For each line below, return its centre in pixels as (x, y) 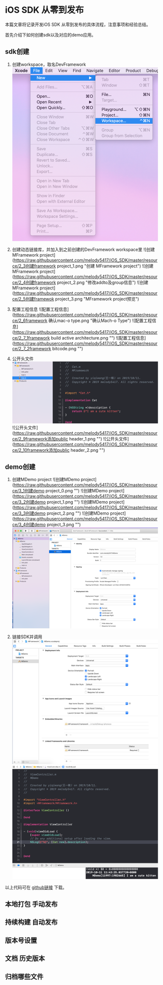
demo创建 (20, 467)
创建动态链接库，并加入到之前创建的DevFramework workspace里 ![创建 (83, 249)
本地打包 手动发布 (31, 904)
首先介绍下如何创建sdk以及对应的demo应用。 (50, 35)
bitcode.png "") (68, 348)
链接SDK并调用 (27, 637)
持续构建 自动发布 (31, 922)
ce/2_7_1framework (31, 338)
